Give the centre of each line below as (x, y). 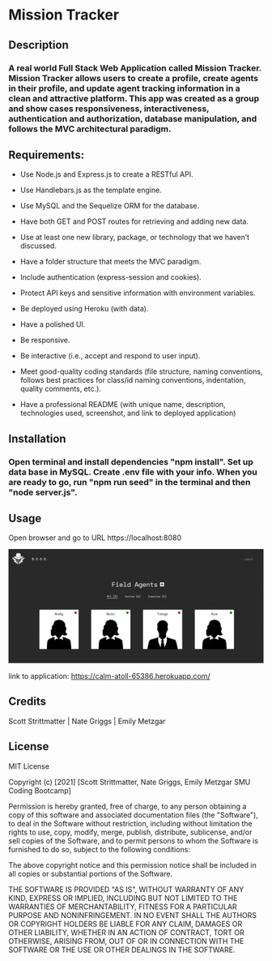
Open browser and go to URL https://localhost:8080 (95, 538)
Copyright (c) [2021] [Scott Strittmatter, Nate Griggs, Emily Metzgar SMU (130, 782)
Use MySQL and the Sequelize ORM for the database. (110, 206)
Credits (28, 702)
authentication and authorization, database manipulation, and (133, 118)
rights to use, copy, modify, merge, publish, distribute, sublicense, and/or (130, 832)
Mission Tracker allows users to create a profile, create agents (134, 78)
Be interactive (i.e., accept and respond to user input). (110, 356)
